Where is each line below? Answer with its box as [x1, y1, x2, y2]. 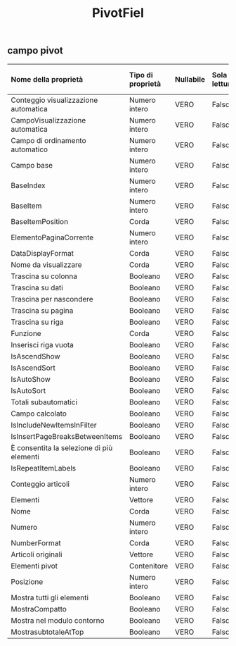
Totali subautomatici [11, 397, 78, 406]
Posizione [11, 576, 44, 586]
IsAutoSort [11, 385, 46, 395]
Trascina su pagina [11, 305, 74, 315]
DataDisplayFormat [11, 248, 74, 258]
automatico [11, 144, 48, 154]
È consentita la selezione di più [11, 442, 113, 452]
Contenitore [129, 561, 169, 571]
